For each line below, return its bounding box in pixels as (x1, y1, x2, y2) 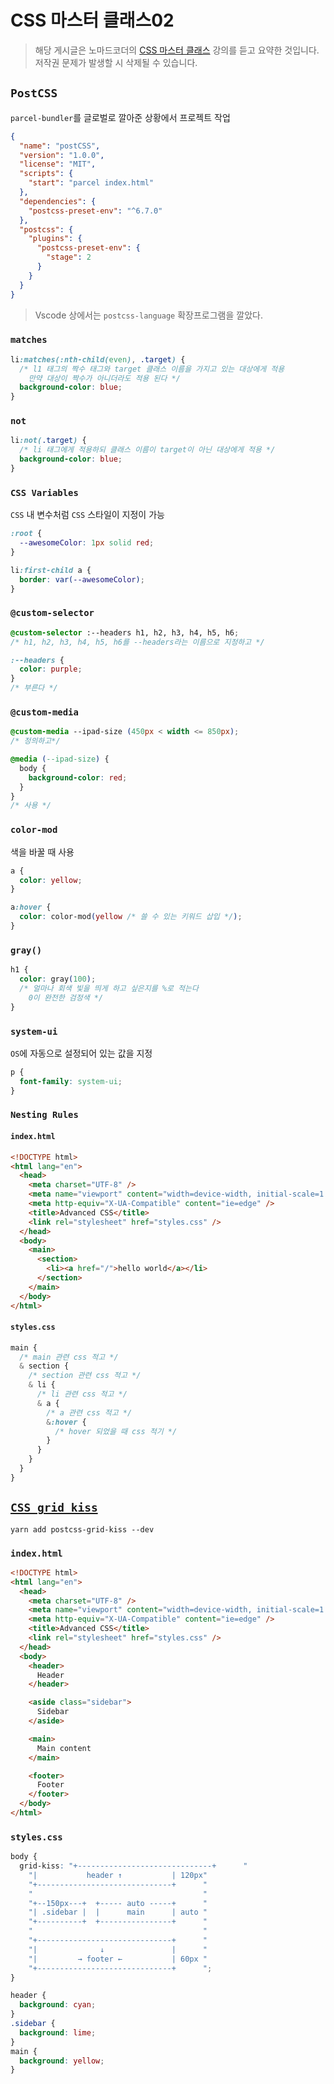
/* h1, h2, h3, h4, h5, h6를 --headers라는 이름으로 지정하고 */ (10, 637, 265, 647)
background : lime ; (19, 2027, 97, 2038)
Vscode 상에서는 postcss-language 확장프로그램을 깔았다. (34, 309, 263, 321)
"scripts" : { (19, 169, 74, 179)
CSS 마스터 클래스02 (10, 9, 175, 32)
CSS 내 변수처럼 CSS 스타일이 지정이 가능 (10, 509, 165, 521)
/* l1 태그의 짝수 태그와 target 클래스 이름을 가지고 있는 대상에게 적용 (19, 364, 285, 374)
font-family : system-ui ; (19, 1076, 123, 1086)
